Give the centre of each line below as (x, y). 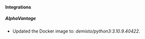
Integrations (18, 7)
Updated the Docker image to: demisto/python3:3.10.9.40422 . (76, 31)
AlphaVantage (20, 18)
